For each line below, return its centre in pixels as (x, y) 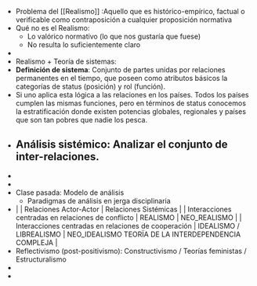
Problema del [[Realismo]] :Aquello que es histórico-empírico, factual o (130, 11)
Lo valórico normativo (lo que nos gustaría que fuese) (114, 36)
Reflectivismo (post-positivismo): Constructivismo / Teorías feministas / (131, 251)
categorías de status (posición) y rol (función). (90, 86)
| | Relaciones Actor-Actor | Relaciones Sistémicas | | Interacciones (123, 209)
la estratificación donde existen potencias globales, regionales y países (131, 112)
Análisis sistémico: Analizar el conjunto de (122, 145)
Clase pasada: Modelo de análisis (70, 192)
